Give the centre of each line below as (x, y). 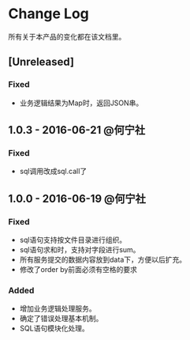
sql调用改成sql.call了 (53, 172)
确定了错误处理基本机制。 (61, 319)
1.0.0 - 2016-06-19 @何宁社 (77, 198)
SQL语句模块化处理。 (54, 328)
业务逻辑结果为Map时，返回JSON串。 (81, 103)
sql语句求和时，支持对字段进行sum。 (80, 249)
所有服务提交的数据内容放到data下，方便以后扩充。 (103, 259)
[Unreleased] (41, 62)
